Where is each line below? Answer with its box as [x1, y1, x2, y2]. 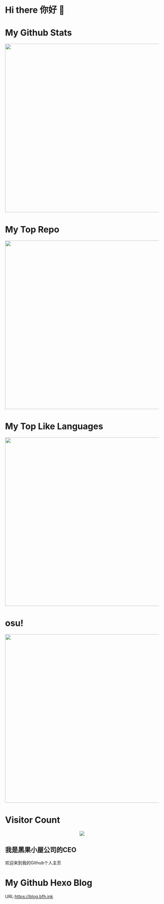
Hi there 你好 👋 [5, 4, 65, 16]
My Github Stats [5, 27, 72, 38]
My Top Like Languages [5, 421, 103, 432]
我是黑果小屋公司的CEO [5, 846, 77, 854]
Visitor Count [5, 815, 60, 826]
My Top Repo [5, 224, 60, 235]
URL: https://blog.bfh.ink [5, 893, 54, 899]
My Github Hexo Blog [5, 877, 93, 888]
